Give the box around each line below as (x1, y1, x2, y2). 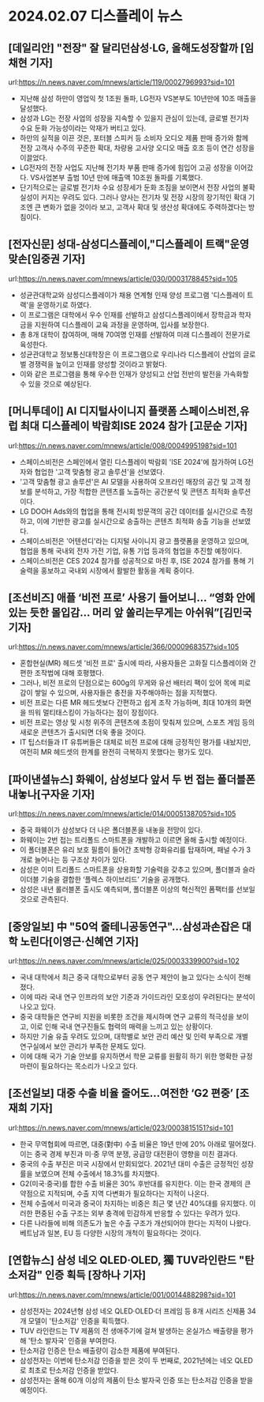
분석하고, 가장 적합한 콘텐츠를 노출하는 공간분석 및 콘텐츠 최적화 (34, 487, 230, 496)
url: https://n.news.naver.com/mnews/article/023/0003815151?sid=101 (8, 1123, 234, 1133)
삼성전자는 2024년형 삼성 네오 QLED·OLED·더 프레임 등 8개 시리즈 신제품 (19, 1306, 246, 1316)
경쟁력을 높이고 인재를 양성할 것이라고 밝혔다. (28, 359, 167, 368)
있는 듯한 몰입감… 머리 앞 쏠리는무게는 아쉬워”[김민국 (8, 606, 252, 620)
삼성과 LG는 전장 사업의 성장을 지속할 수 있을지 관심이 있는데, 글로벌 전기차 (19, 114, 250, 122)
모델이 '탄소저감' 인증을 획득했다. (28, 1316, 130, 1325)
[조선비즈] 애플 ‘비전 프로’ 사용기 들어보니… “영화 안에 (8, 591, 256, 605)
